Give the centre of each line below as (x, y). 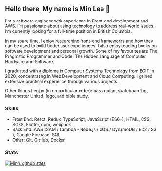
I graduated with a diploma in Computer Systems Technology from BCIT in (80, 71)
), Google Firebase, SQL (36, 135)
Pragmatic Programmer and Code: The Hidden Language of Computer (76, 56)
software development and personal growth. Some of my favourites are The (81, 51)
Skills (12, 108)
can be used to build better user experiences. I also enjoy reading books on (81, 46)
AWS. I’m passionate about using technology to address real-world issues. (80, 26)
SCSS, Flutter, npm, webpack (41, 125)
